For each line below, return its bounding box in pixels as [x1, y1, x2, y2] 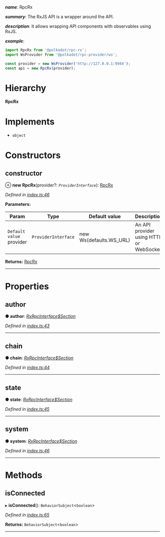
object [12, 133, 26, 138]
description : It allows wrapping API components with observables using [5, 23, 151, 29]
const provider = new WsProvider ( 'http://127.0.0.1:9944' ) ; [5, 61, 131, 66]
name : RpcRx [5, 4, 33, 10]
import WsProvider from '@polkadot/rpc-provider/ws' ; [5, 52, 118, 57]
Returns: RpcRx [5, 259, 38, 265]
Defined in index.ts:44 [5, 365, 50, 371]
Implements [5, 116, 55, 127]
